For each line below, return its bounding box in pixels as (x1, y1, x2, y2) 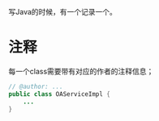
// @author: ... (8, 82, 63, 90)
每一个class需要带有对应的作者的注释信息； (8, 66, 154, 76)
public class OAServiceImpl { (8, 90, 111, 98)
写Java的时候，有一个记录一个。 (8, 7, 118, 16)
